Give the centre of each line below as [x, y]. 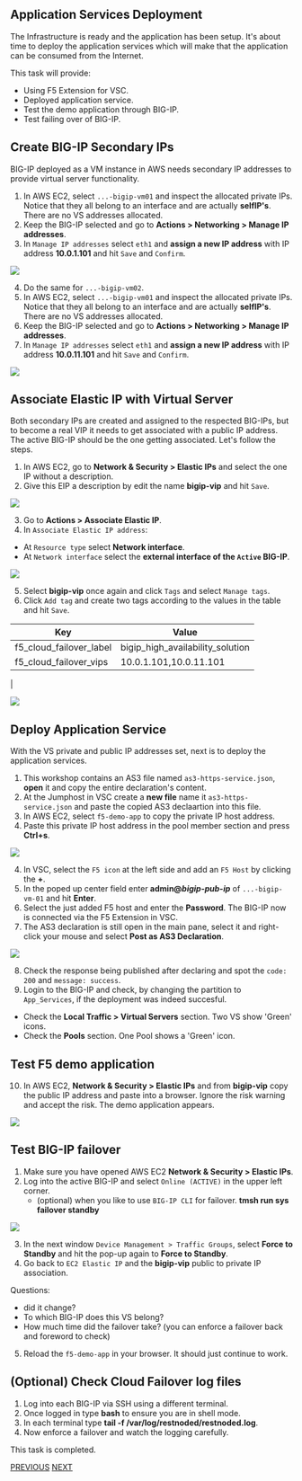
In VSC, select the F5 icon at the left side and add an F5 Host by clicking [157, 870]
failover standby [68, 1210]
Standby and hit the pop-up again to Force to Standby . [125, 1254]
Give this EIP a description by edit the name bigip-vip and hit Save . [147, 486]
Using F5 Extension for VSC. [76, 90]
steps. [22, 449]
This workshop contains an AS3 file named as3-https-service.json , [149, 778]
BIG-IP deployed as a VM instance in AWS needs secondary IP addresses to [151, 169]
